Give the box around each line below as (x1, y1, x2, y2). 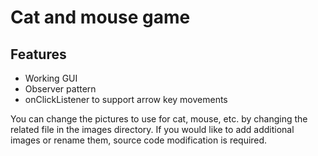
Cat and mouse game (10, 6, 191, 29)
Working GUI (24, 72, 78, 84)
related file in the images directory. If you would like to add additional (10, 124, 295, 135)
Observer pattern (24, 83, 97, 95)
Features (10, 46, 67, 63)
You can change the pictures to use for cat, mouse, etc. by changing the (10, 113, 308, 125)
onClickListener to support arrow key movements (24, 94, 228, 105)
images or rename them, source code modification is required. (10, 134, 268, 146)
